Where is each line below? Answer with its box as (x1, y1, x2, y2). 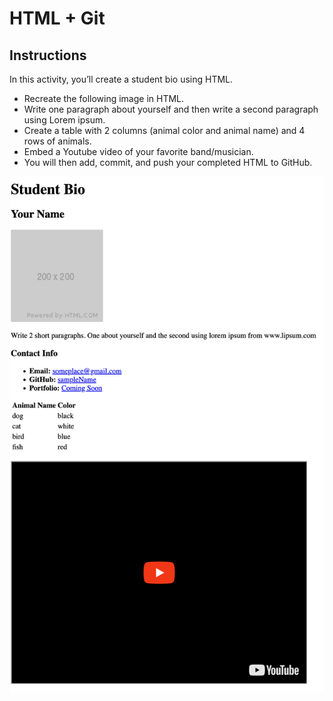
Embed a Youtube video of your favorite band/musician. (23, 146, 254, 157)
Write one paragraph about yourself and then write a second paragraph (23, 103, 319, 115)
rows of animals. (23, 135, 92, 147)
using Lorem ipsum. (23, 114, 106, 126)
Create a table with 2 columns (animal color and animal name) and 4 (23, 125, 306, 136)
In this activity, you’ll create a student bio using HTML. (9, 73, 234, 85)
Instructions (9, 47, 87, 64)
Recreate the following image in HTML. (23, 93, 185, 104)
